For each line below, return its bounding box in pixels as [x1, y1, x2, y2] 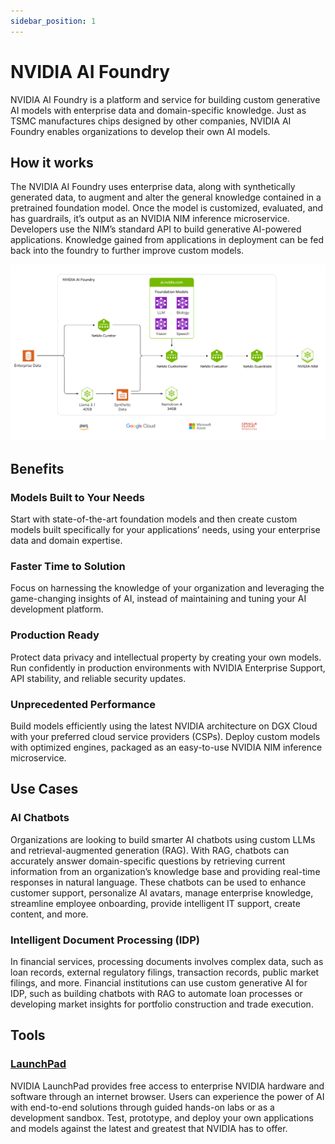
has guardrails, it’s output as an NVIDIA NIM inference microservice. [10, 213, 290, 225]
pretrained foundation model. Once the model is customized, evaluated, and [10, 202, 324, 214]
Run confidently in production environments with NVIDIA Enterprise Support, [10, 661, 326, 674]
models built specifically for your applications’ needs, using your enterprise [10, 524, 321, 536]
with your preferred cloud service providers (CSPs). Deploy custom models [10, 730, 321, 742]
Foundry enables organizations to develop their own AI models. [10, 125, 271, 137]
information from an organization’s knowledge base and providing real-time [10, 865, 321, 877]
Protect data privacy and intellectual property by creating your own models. [10, 651, 322, 663]
